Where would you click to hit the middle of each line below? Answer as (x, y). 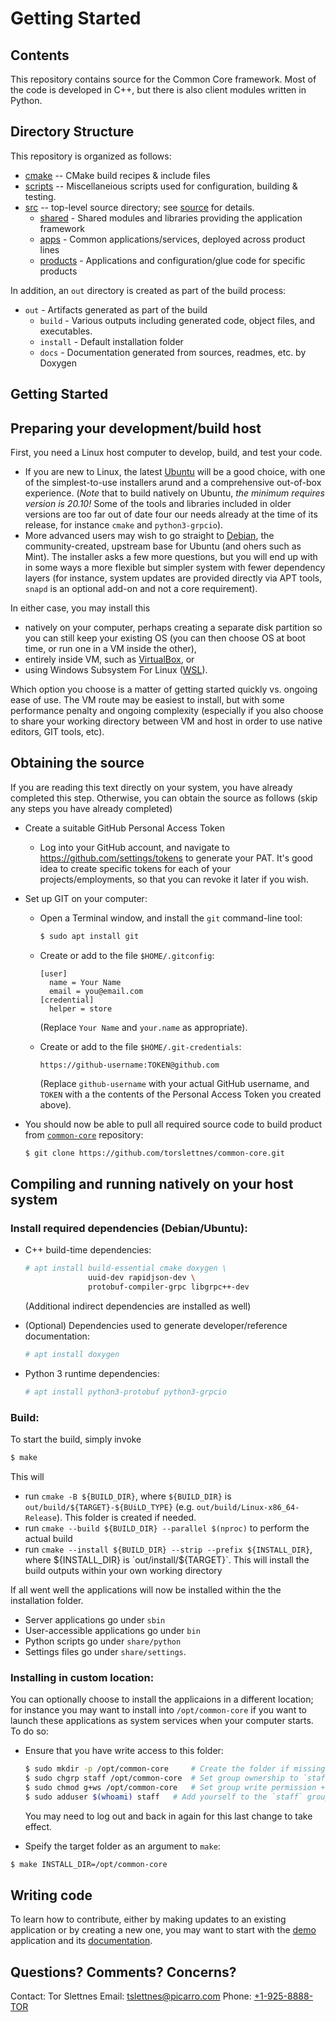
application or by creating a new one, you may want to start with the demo (163, 1930)
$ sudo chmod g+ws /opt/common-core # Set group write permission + (175, 1787)
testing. (40, 196)
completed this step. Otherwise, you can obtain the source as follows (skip (164, 798)
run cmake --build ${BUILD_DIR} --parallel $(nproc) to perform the (167, 1528)
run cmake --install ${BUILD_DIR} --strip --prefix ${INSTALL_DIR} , (168, 1549)
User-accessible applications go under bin (112, 1630)
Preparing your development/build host (136, 428)
